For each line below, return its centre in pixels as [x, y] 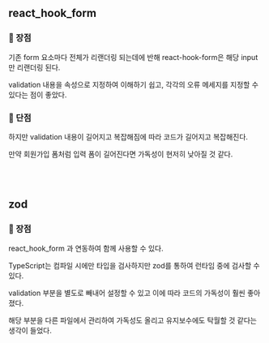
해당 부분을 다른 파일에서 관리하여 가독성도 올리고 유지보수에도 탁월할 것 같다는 [133, 320]
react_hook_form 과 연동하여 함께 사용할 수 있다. [86, 248]
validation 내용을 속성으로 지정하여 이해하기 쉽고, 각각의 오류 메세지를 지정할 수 [134, 84]
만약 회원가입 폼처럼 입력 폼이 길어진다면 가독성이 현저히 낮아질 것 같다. [121, 154]
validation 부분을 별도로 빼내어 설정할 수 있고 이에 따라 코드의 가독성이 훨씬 [127, 293]
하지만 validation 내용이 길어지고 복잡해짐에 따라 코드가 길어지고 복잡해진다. [128, 136]
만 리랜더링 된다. [34, 67]
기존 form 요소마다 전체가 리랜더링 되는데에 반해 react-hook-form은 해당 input [133, 57]
